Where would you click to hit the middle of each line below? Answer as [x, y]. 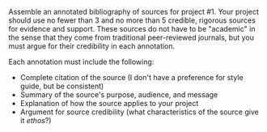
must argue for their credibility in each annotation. [92, 46]
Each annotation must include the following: [81, 62]
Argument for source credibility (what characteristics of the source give [139, 112]
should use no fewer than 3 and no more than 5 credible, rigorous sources [132, 20]
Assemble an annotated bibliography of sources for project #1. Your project [133, 12]
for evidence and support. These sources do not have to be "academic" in [132, 29]
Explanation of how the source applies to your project [109, 103]
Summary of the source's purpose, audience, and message [119, 95]
